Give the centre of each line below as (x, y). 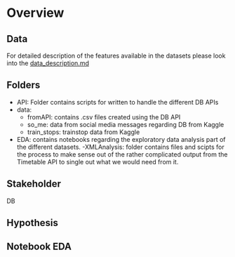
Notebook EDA (39, 247)
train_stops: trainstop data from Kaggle (83, 132)
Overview (35, 13)
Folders (23, 85)
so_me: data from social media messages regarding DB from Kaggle (126, 124)
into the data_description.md (48, 63)
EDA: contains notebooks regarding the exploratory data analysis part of (121, 139)
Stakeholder (34, 184)
